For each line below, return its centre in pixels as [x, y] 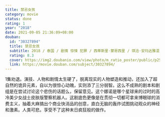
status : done [18, 19]
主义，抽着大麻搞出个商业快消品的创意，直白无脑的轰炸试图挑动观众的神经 [84, 104]
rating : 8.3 [22, 55]
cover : [16, 60]
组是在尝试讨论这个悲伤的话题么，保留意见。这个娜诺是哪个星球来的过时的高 [82, 91]
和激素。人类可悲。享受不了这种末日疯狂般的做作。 [57, 110]
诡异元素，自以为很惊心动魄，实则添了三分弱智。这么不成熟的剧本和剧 [89, 85]
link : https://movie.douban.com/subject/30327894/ [62, 64]
